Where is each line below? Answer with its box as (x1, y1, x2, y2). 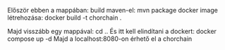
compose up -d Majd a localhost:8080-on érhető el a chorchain (7, 35, 193, 43)
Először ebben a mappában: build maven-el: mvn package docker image (7, 6, 219, 14)
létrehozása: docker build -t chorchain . (7, 13, 122, 22)
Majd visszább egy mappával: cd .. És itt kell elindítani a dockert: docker (7, 27, 217, 35)
